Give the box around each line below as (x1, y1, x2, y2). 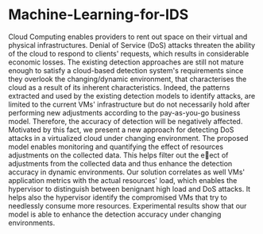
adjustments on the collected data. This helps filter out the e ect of (8, 150, 229, 160)
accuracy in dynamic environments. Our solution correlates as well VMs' (8, 167, 245, 177)
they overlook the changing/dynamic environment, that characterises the (8, 74, 247, 84)
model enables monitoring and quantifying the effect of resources (8, 142, 224, 151)
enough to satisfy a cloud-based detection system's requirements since (8, 65, 244, 75)
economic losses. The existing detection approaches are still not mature (8, 57, 244, 67)
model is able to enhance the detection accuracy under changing (8, 209, 222, 219)
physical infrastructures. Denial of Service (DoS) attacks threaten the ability (8, 40, 256, 49)
